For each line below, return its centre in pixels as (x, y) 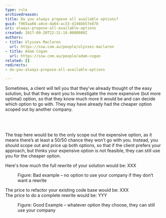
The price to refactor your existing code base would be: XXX (67, 190)
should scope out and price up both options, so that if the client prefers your (83, 145)
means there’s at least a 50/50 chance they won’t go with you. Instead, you (82, 140)
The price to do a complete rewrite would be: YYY (56, 195)
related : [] (17, 61)
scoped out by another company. (39, 109)
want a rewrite (32, 180)
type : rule (16, 10)
